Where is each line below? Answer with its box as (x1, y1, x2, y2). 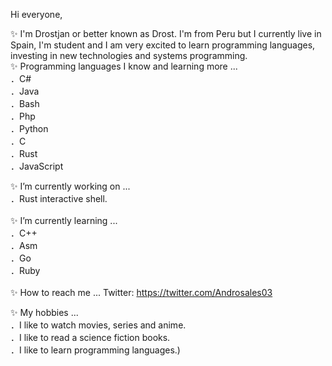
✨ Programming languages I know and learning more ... (10, 60, 238, 72)
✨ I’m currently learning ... (10, 215, 118, 226)
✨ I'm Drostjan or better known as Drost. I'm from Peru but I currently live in (10, 28, 322, 39)
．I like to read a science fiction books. (10, 332, 171, 343)
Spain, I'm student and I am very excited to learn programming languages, (10, 39, 316, 51)
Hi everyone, (10, 9, 63, 20)
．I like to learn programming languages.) (10, 344, 181, 356)
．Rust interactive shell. (10, 193, 108, 204)
